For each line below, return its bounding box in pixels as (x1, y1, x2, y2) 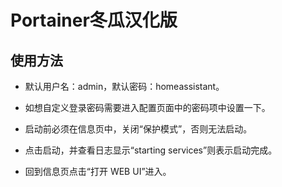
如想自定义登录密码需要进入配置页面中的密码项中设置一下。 (24, 102, 271, 113)
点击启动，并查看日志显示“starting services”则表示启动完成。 (24, 144, 278, 156)
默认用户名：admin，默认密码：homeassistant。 (24, 81, 225, 92)
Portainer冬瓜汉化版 (10, 9, 178, 32)
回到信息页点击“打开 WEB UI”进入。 (24, 166, 172, 177)
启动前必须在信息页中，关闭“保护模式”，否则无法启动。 (24, 123, 253, 135)
